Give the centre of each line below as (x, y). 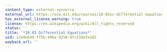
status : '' (16, 28)
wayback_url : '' (22, 42)
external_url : (20, 14)
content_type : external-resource (40, 10)
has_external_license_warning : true (43, 19)
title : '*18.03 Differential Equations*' (49, 33)
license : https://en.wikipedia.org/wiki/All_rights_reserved (70, 24)
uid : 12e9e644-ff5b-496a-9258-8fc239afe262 (51, 38)
